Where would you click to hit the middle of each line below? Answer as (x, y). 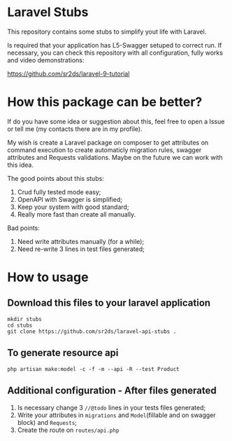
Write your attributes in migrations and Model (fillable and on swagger (117, 415)
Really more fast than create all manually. (77, 214)
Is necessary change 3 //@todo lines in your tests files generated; (111, 407)
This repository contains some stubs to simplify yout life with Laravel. (107, 32)
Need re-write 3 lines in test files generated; (81, 249)
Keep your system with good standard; (73, 207)
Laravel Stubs (48, 12)
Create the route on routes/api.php (68, 430)
